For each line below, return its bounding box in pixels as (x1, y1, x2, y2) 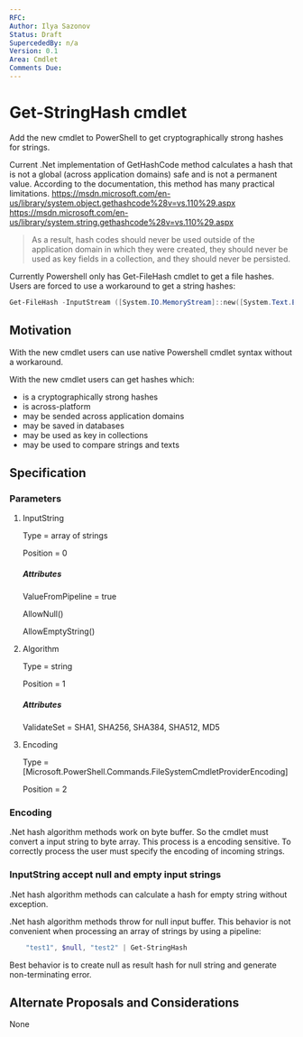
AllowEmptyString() (22, 626, 96, 637)
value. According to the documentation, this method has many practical (9, 178, 275, 189)
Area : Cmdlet (9, 55, 59, 64)
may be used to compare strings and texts (22, 439, 180, 450)
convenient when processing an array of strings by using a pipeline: (9, 925, 262, 936)
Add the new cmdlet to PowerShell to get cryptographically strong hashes (9, 132, 284, 142)
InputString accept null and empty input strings (9, 868, 222, 881)
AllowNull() (22, 609, 64, 619)
